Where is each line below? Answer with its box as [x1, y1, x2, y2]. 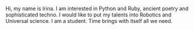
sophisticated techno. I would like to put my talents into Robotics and [5, 11, 172, 18]
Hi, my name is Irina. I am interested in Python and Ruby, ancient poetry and [5, 5, 189, 12]
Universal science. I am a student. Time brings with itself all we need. [5, 18, 173, 24]
